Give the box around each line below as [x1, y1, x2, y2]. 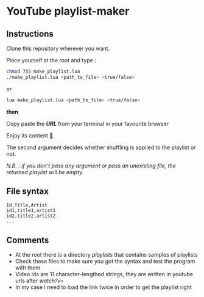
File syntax [6, 186, 49, 197]
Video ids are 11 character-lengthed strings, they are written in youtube [15, 271, 194, 278]
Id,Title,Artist [6, 202, 47, 208]
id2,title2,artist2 [6, 213, 56, 219]
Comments [6, 235, 49, 245]
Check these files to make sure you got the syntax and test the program [15, 258, 195, 265]
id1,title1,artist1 [6, 208, 56, 214]
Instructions [6, 29, 54, 39]
